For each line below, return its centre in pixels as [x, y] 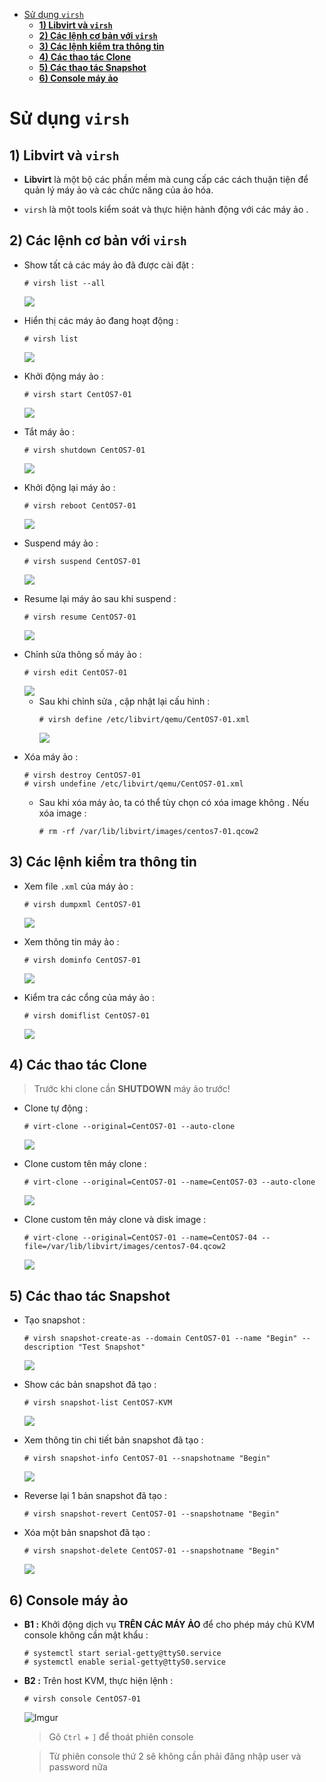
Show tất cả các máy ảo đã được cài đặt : [109, 265]
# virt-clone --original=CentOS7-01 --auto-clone [129, 1127]
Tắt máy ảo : [49, 431]
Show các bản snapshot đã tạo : [90, 1385]
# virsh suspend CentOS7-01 [82, 561]
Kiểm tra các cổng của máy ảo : [89, 997]
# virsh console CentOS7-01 [82, 1699]
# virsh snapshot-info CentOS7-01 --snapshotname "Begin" [147, 1459]
